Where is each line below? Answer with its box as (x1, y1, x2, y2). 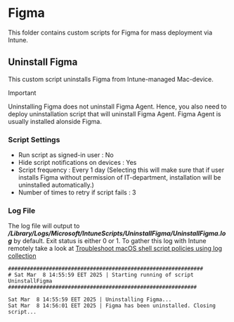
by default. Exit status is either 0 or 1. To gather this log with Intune (13, 237, 207, 245)
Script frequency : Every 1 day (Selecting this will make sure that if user (18, 166, 224, 174)
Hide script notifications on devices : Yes (18, 159, 137, 167)
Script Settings (8, 135, 60, 144)
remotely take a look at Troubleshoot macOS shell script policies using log (8, 244, 223, 253)
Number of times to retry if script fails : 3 (18, 188, 136, 197)
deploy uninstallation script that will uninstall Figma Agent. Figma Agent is (8, 109, 221, 118)
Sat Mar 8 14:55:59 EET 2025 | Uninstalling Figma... (8, 296, 172, 304)
